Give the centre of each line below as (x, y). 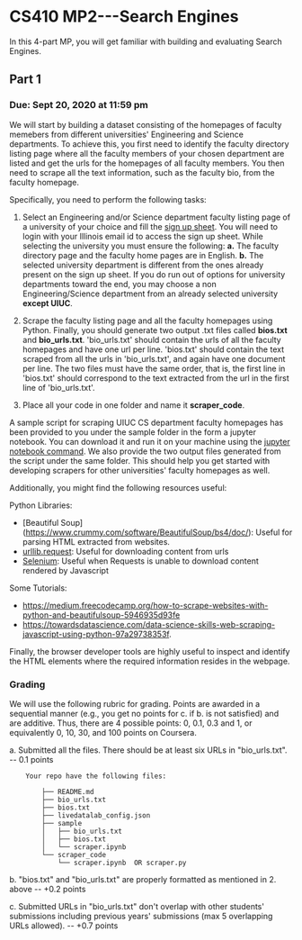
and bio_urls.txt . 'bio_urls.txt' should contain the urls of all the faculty (151, 339)
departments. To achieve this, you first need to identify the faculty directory (149, 144)
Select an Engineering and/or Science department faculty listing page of (156, 217)
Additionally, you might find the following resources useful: (118, 487)
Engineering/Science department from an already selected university (150, 294)
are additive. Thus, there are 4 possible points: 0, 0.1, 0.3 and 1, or (131, 723)
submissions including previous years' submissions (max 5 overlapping (141, 916)
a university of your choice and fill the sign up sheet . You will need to (150, 226)
